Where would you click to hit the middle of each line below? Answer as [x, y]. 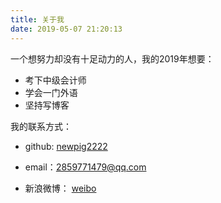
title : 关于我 [37, 19]
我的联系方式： [41, 126]
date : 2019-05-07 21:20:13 [66, 29]
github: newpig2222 [66, 146]
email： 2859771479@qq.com [85, 167]
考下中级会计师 [55, 80]
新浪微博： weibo [60, 188]
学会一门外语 [51, 92]
